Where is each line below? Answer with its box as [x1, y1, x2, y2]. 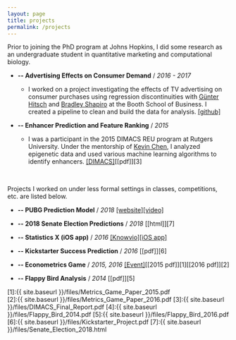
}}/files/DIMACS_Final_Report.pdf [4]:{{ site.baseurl [7, 303, 157, 311]
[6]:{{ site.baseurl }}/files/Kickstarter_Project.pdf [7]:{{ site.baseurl [7, 318, 201, 327]
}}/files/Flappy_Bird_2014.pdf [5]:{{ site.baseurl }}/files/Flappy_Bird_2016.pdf [7, 310, 229, 319]
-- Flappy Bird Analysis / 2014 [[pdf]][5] [17, 274, 135, 283]
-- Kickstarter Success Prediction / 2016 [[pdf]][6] [17, 247, 167, 255]
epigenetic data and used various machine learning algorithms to [27, 150, 217, 159]
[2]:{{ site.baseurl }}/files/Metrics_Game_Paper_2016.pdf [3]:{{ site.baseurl [7, 296, 225, 304]
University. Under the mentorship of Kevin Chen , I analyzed [27, 142, 201, 151]
